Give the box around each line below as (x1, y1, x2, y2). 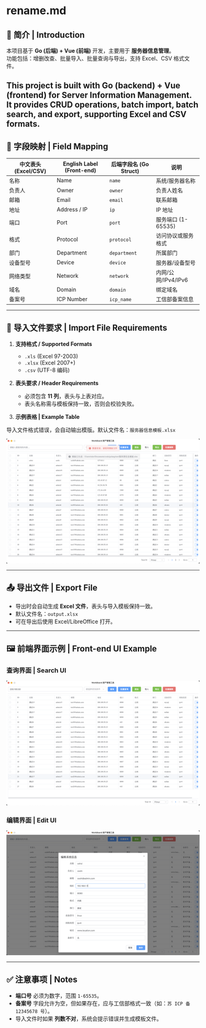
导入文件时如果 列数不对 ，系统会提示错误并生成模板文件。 (15, 1015, 162, 1022)
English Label (63, 160, 98, 167)
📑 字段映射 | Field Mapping (6, 141, 109, 152)
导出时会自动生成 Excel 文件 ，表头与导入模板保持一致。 (15, 602, 156, 610)
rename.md (6, 4, 66, 18)
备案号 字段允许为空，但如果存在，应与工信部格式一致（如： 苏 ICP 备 (15, 999, 191, 1007)
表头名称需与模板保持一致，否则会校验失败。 (24, 400, 138, 407)
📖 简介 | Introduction (6, 29, 85, 40)
